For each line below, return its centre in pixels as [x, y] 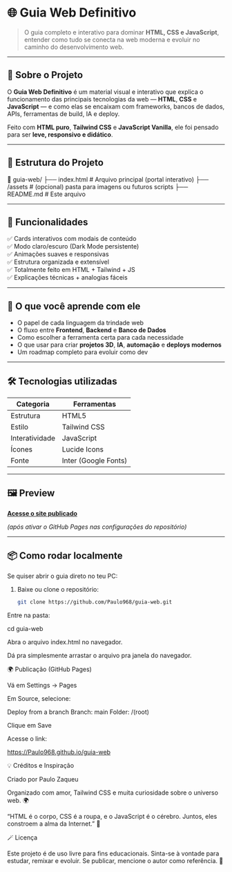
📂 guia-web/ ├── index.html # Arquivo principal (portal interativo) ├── [108, 179]
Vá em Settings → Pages [42, 685]
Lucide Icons [83, 449]
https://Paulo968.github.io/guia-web [59, 752]
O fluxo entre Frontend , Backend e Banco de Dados [92, 330]
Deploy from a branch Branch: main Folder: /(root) [78, 712]
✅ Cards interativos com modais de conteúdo [72, 239]
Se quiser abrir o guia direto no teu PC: [62, 576]
